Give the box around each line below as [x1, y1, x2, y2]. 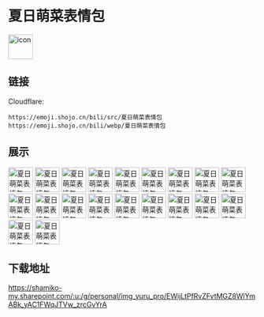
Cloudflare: [8, 96, 45, 106]
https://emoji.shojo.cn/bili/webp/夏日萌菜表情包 [8, 122, 166, 130]
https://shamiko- [8, 283, 62, 292]
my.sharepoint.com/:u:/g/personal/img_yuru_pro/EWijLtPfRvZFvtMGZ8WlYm [8, 292, 256, 301]
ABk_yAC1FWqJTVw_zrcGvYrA [8, 300, 108, 309]
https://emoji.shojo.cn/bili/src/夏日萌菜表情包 [8, 113, 163, 121]
